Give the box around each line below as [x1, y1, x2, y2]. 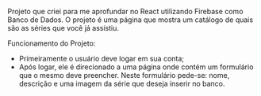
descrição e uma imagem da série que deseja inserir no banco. [18, 79, 225, 88]
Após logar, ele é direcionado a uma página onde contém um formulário [18, 62, 254, 72]
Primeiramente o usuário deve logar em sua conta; [18, 54, 184, 63]
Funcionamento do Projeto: [7, 39, 96, 48]
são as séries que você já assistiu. [7, 24, 120, 32]
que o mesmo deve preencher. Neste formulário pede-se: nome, [18, 71, 230, 79]
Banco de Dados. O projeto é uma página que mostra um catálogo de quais [7, 15, 254, 24]
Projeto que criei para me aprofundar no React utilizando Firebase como [7, 7, 244, 16]
